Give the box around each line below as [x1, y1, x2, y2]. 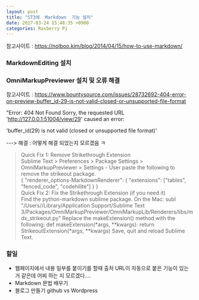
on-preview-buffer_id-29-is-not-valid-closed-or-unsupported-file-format [6, 98, 186, 105]
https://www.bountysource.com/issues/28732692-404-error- [35, 91, 186, 98]
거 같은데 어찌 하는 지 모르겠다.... [14, 272, 91, 279]
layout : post [6, 8, 39, 15]
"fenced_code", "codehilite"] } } [20, 183, 98, 190]
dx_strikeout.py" [20, 215, 61, 222]
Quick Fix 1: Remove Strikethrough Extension [20, 151, 131, 159]
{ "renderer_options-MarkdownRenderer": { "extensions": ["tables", [20, 177, 186, 184]
